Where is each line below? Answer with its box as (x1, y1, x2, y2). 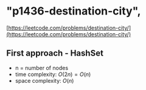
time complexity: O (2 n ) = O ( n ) (15, 71, 91, 78)
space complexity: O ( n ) (15, 77, 74, 84)
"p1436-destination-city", (6, 4, 141, 18)
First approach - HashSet (6, 48, 103, 59)
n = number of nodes (15, 64, 69, 71)
